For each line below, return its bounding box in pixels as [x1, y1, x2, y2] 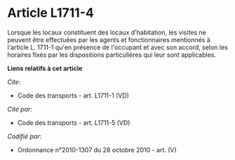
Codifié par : [7, 132, 42, 140]
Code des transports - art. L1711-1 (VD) [17, 91, 130, 100]
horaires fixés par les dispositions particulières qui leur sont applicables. [7, 51, 216, 59]
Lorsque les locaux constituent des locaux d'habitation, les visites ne [7, 28, 207, 36]
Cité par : [7, 105, 33, 113]
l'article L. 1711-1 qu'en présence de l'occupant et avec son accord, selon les [7, 43, 228, 51]
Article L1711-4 [7, 5, 95, 21]
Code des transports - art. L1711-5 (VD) [17, 118, 130, 127]
